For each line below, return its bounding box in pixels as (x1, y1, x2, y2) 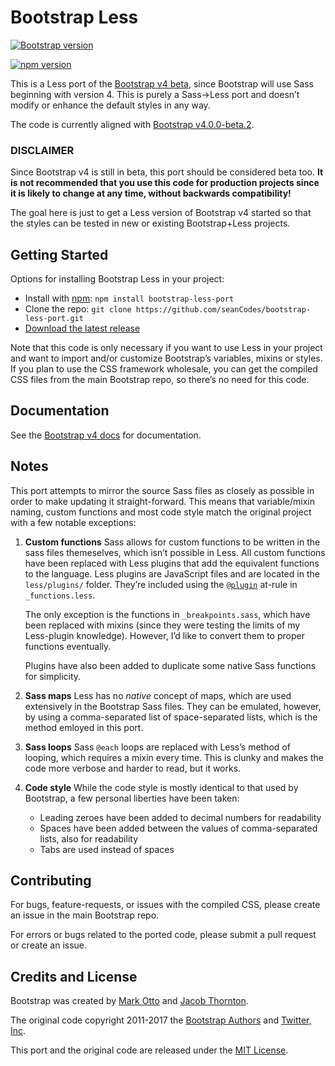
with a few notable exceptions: (10, 516, 137, 528)
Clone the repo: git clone (24, 303, 132, 315)
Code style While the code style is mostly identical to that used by (24, 781, 299, 793)
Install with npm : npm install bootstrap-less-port (24, 292, 235, 305)
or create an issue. (10, 939, 88, 951)
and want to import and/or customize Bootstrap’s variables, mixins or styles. (10, 352, 323, 365)
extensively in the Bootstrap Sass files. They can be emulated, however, (24, 700, 322, 712)
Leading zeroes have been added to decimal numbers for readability (39, 811, 322, 823)
